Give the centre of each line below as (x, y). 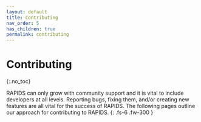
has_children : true (31, 29)
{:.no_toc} (19, 81)
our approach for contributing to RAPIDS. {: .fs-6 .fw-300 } (80, 112)
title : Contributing (32, 18)
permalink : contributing (38, 35)
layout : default (27, 12)
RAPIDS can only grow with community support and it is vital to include (95, 93)
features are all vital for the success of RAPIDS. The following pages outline (101, 106)
